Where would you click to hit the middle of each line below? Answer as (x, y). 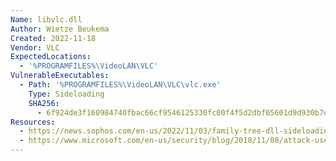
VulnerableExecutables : (60, 76)
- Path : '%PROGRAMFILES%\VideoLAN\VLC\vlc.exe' (120, 85)
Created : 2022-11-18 (53, 38)
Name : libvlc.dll (46, 19)
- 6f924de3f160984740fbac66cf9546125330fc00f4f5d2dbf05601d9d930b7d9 (184, 112)
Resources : (33, 122)
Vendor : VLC (35, 47)
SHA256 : (44, 103)
